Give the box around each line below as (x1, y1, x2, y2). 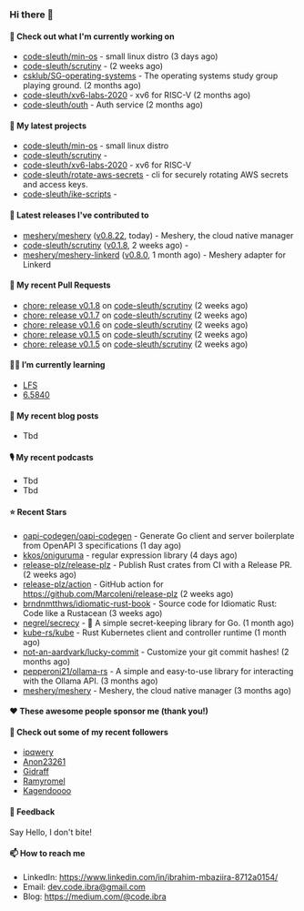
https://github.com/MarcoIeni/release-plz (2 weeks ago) (22, 588, 234, 599)
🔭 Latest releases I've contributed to (9, 209, 149, 220)
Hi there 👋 (9, 8, 55, 21)
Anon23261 (22, 756, 66, 767)
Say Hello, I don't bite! (9, 826, 93, 837)
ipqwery (22, 746, 55, 758)
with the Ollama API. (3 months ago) (22, 675, 158, 686)
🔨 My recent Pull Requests (9, 279, 111, 290)
